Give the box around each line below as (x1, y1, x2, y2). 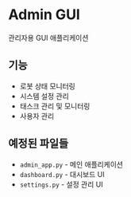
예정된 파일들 (8, 137, 69, 151)
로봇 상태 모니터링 (19, 81, 75, 91)
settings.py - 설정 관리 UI (19, 179, 103, 189)
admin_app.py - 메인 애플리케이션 (19, 160, 123, 169)
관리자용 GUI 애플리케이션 (8, 33, 89, 42)
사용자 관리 (19, 111, 55, 120)
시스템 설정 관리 (19, 91, 69, 100)
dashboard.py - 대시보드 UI (19, 169, 105, 179)
